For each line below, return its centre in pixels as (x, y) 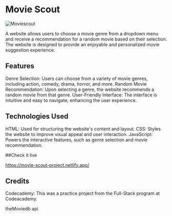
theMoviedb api (22, 209)
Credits (17, 181)
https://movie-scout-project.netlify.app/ (47, 165)
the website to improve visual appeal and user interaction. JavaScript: (79, 134)
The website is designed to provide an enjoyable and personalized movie (82, 44)
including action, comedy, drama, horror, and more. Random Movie (76, 84)
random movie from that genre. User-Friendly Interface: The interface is (81, 95)
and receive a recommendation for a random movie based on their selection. (86, 39)
